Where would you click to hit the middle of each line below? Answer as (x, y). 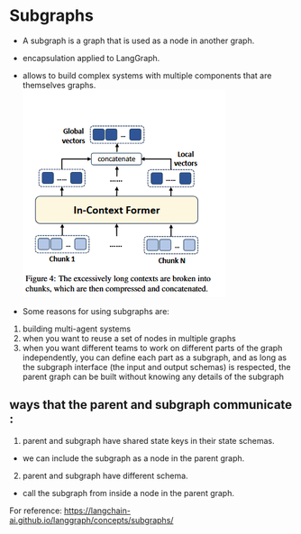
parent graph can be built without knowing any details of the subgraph (153, 376)
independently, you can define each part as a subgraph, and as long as (154, 358)
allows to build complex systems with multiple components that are (147, 75)
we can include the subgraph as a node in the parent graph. (133, 458)
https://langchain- (97, 511)
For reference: (36, 511)
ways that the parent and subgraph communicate (151, 405)
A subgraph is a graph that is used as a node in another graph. (138, 41)
